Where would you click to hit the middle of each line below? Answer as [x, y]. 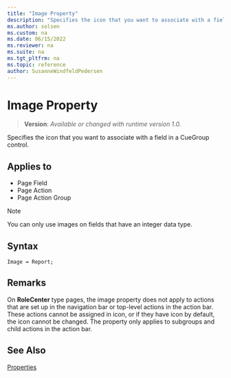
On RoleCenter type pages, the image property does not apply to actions [111, 300]
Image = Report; [30, 262]
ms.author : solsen [33, 26]
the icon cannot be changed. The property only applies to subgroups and [111, 322]
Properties [22, 367]
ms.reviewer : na [30, 45]
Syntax [23, 246]
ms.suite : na [26, 52]
